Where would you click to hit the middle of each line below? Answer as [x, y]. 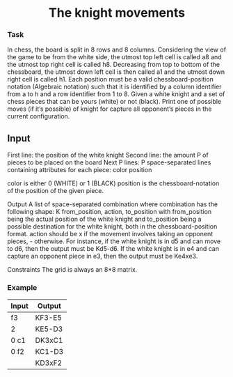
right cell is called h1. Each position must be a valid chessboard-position [110, 79]
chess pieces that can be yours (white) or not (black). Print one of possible [114, 102]
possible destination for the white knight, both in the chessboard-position [112, 226]
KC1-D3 [49, 351]
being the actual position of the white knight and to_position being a [104, 219]
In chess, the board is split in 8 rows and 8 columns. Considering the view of [117, 49]
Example [22, 288]
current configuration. [39, 116]
